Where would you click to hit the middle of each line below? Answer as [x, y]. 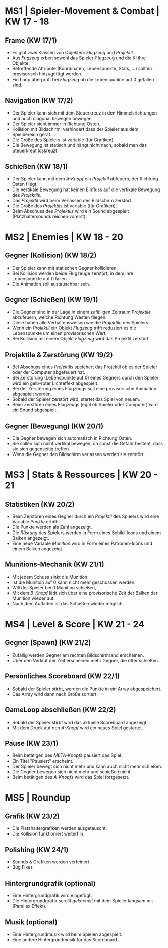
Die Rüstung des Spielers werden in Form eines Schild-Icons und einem [87, 533]
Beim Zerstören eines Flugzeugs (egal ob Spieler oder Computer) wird [85, 405]
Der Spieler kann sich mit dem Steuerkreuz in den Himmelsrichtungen [85, 113]
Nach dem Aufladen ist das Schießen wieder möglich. [68, 603]
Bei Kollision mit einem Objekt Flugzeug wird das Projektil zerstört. [81, 339]
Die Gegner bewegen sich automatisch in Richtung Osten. [72, 438]
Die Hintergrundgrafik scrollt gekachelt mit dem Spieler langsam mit [82, 901]
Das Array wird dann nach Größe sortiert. [55, 694]
